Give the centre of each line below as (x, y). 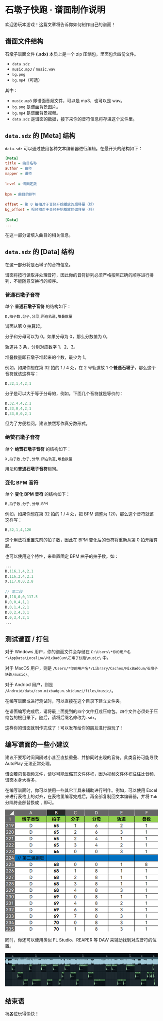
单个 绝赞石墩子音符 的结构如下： (38, 449)
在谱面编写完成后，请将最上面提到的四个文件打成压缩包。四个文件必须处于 (79, 711)
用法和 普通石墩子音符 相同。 (33, 469)
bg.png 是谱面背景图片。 (36, 107)
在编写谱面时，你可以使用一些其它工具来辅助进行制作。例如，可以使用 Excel (81, 790)
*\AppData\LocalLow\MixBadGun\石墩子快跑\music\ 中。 (58, 658)
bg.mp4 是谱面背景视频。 (36, 113)
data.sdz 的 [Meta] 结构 (40, 136)
